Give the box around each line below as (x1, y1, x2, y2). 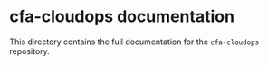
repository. (9, 45, 50, 56)
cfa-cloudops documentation (9, 6, 235, 27)
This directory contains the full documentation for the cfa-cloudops (9, 36, 260, 47)
